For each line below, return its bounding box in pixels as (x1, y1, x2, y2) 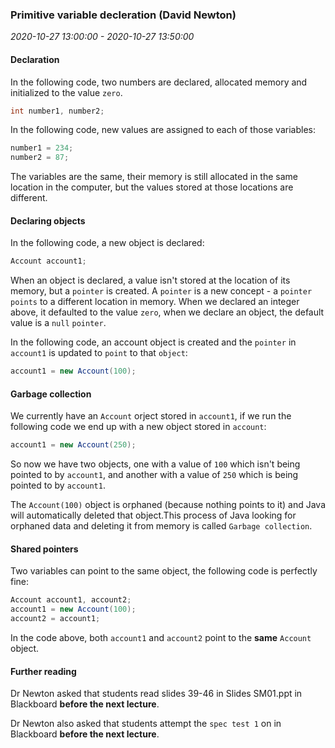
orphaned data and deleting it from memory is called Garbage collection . (10, 520, 313, 532)
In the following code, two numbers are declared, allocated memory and (10, 76, 308, 88)
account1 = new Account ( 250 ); (10, 440, 137, 450)
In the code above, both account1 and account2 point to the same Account (10, 631, 312, 643)
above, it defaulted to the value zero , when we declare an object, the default (10, 306, 325, 318)
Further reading (10, 665, 77, 677)
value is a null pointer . (10, 317, 107, 329)
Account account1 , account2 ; (10, 595, 132, 605)
